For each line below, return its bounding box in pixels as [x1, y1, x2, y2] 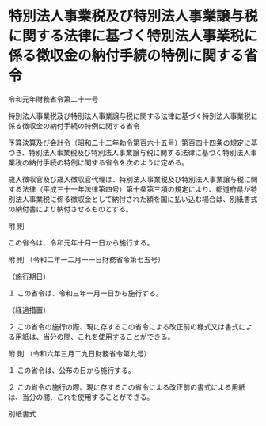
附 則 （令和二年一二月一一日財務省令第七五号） [8, 254, 165, 264]
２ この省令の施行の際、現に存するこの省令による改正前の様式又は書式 [8, 321, 239, 331]
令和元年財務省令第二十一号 [8, 94, 99, 104]
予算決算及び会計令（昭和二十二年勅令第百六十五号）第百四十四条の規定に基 [8, 138, 258, 147]
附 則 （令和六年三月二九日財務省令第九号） [8, 348, 151, 358]
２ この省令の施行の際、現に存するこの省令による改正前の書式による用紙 [8, 382, 246, 392]
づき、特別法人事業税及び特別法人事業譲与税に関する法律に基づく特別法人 [8, 147, 251, 157]
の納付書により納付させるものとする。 [8, 203, 133, 214]
